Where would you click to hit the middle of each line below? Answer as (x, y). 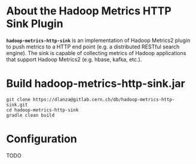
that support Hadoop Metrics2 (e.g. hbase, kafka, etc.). (74, 59)
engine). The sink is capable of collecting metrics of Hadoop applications (96, 53)
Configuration (42, 139)
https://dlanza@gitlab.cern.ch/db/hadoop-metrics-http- (104, 99)
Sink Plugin (35, 24)
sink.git (17, 105)
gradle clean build (30, 115)
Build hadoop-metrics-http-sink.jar (96, 83)
